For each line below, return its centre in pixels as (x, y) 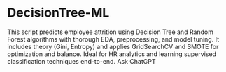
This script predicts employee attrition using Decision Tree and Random (110, 32)
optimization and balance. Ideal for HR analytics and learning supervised (112, 54)
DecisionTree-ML (58, 13)
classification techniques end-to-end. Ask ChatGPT (82, 61)
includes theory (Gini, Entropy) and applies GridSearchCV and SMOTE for (113, 46)
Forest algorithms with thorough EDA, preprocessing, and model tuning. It (113, 39)
